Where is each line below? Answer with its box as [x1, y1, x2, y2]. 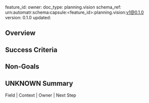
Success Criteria [5, 45, 58, 54]
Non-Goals [5, 63, 39, 71]
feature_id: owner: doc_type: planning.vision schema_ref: [5, 4, 122, 10]
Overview [5, 29, 36, 37]
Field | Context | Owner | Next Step [5, 92, 76, 98]
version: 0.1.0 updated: [5, 15, 51, 20]
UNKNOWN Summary [5, 79, 73, 88]
